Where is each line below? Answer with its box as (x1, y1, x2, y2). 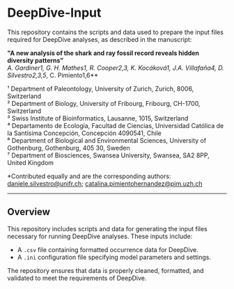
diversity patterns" (7, 56, 64, 64)
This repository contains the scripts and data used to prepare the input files (7, 28, 224, 36)
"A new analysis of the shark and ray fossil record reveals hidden (7, 49, 200, 57)
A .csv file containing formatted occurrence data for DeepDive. (17, 245, 198, 253)
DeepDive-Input (7, 5, 102, 21)
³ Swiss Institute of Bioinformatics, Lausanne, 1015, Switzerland (7, 114, 189, 123)
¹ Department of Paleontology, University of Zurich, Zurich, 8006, (7, 84, 194, 93)
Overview (7, 206, 51, 218)
